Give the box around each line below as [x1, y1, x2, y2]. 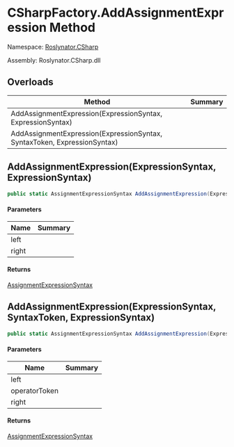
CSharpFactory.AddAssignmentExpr [7, 5, 224, 21]
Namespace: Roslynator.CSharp [7, 42, 99, 51]
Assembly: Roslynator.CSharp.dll [7, 56, 101, 64]
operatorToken [10, 386, 59, 396]
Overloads [7, 76, 54, 88]
